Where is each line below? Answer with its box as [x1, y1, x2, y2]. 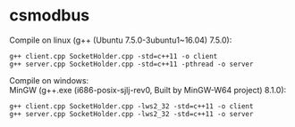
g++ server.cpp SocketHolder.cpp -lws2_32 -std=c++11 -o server [9, 109, 254, 118]
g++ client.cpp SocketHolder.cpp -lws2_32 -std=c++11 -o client [9, 101, 254, 111]
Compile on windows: [9, 75, 89, 85]
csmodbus [9, 5, 90, 26]
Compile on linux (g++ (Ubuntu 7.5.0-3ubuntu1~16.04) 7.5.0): [9, 35, 232, 45]
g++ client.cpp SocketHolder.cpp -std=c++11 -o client [9, 52, 218, 60]
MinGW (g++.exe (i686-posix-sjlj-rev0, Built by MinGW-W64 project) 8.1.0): [9, 84, 287, 95]
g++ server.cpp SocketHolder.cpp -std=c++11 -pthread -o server [9, 60, 254, 68]
